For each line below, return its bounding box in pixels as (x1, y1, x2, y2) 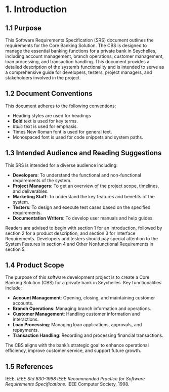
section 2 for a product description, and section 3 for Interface (5, 230, 136, 236)
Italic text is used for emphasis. (12, 123, 78, 129)
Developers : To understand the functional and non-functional (12, 172, 142, 178)
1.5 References (5, 362, 53, 371)
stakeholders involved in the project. (5, 75, 81, 80)
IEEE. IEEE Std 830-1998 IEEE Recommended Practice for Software (5, 376, 145, 382)
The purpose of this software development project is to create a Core (5, 274, 150, 280)
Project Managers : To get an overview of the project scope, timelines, (12, 183, 159, 189)
